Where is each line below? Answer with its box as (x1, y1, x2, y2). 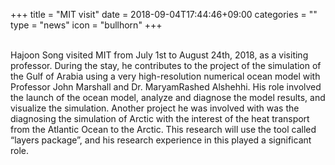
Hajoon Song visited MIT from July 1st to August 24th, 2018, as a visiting (10, 49, 309, 61)
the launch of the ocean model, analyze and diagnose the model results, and (10, 92, 326, 103)
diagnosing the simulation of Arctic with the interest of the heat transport (10, 113, 310, 124)
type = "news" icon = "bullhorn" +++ (10, 19, 163, 31)
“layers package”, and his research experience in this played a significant (10, 134, 312, 146)
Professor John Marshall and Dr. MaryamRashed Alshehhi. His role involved (10, 81, 322, 93)
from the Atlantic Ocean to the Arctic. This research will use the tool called (10, 124, 317, 135)
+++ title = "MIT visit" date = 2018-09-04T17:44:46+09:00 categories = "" (10, 9, 318, 20)
